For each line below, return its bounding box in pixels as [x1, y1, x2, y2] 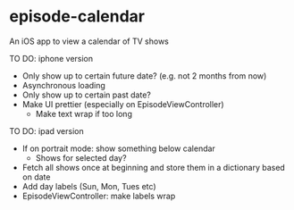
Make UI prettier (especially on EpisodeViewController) [21, 98, 225, 109]
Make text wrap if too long [35, 108, 132, 119]
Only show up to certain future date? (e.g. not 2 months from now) [21, 70, 267, 81]
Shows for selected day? [35, 152, 127, 163]
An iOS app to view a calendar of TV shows [9, 36, 170, 46]
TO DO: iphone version [9, 53, 94, 63]
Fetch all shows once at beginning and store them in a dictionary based [21, 162, 286, 172]
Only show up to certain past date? [21, 89, 152, 100]
